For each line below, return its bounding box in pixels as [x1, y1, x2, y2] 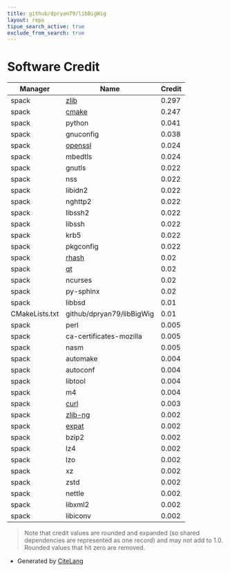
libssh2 [65, 208, 90, 218]
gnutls [65, 163, 86, 173]
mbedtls [65, 152, 93, 162]
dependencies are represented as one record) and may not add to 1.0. [23, 536, 223, 544]
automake [65, 354, 98, 363]
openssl [65, 141, 92, 151]
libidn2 [65, 186, 88, 196]
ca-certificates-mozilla [65, 332, 143, 341]
